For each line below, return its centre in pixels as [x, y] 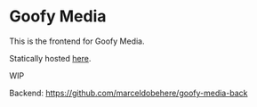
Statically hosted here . [50, 58]
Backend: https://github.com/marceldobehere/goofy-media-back [128, 93]
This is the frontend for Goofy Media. [77, 41]
